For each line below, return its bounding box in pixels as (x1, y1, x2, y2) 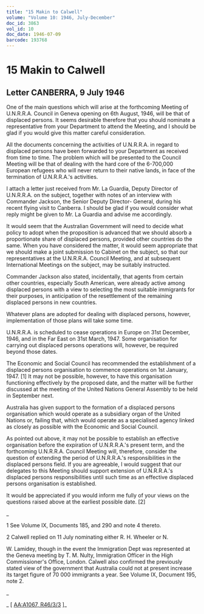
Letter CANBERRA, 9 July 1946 (6, 87, 125, 98)
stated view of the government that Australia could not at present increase (6, 565, 192, 572)
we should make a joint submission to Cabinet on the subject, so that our (6, 248, 188, 255)
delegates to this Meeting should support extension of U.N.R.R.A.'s (6, 467, 173, 474)
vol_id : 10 (6, 25, 34, 32)
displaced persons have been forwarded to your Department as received (6, 147, 188, 155)
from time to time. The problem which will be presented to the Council (6, 154, 182, 161)
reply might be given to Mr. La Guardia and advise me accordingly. (6, 211, 172, 218)
